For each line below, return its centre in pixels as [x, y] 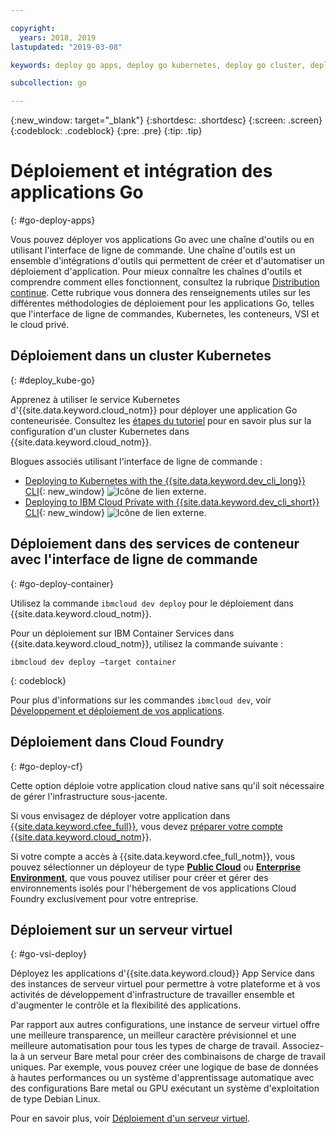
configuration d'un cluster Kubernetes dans [100, 431]
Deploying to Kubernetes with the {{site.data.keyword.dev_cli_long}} [165, 480]
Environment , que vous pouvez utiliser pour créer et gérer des [139, 877]
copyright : [33, 28]
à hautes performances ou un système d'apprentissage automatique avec [162, 1078]
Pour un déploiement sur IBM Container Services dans [122, 633]
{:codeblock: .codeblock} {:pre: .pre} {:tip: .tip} [106, 131]
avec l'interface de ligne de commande [134, 559]
